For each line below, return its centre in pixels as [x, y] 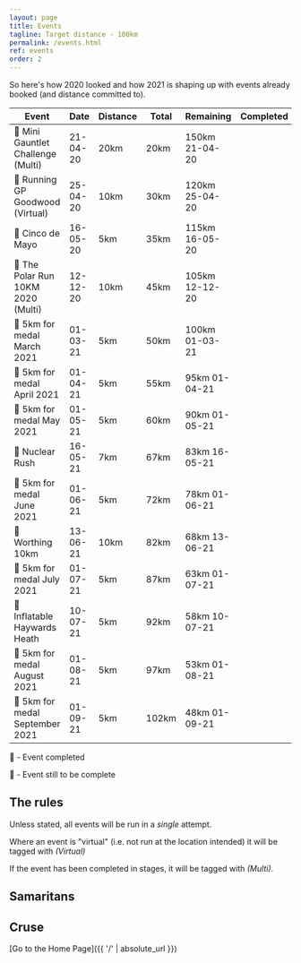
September [37, 724]
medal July [37, 579]
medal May [37, 420]
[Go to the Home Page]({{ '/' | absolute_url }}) [93, 949]
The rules [37, 803]
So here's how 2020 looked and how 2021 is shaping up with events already [150, 85]
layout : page [34, 17]
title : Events [36, 26]
